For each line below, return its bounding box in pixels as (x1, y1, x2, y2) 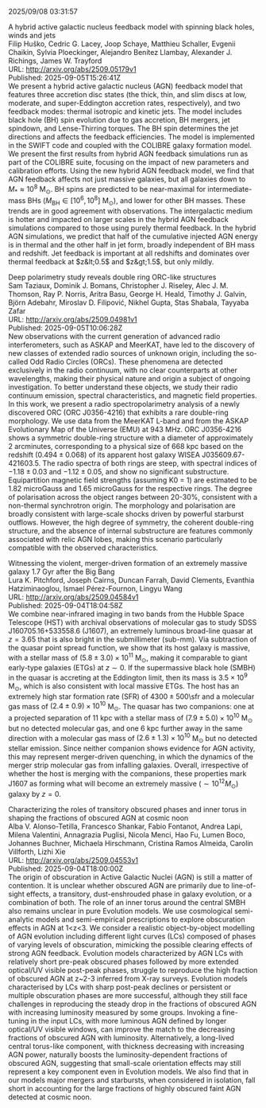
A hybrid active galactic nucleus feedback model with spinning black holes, (8, 22, 255, 31)
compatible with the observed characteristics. (8, 543, 159, 552)
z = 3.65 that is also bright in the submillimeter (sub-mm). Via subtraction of (8, 634, 257, 644)
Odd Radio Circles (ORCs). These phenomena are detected (29, 357, 224, 366)
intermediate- (207, 184, 253, 193)
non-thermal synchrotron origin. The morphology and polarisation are (8, 501, 236, 510)
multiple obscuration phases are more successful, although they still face (8, 990, 248, 1000)
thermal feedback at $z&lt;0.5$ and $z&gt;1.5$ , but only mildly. (8, 256, 214, 266)
